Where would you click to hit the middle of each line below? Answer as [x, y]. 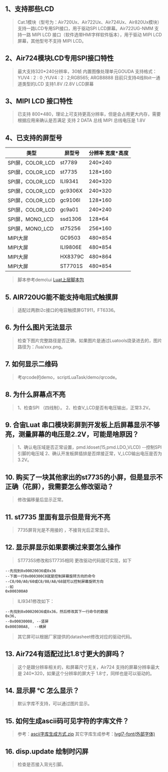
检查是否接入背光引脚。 [41, 764]
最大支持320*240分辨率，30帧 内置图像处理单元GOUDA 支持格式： [87, 71]
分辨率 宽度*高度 [109, 153]
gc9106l [70, 200]
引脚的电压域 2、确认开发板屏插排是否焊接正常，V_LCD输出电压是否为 [90, 454]
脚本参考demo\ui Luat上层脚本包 [50, 280]
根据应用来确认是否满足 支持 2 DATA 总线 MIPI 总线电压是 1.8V [81, 120]
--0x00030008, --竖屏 [27, 621]
